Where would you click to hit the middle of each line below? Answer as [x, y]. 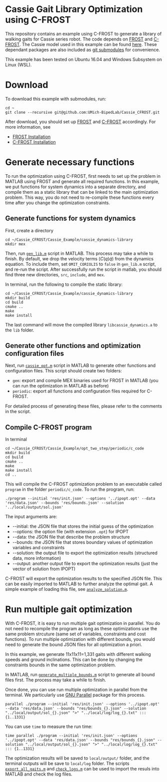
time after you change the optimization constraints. [58, 203]
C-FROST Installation [34, 142]
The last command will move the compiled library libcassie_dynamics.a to [81, 324]
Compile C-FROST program [48, 427]
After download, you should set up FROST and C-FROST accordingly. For [80, 122]
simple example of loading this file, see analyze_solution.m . [67, 589]
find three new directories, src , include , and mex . [55, 274]
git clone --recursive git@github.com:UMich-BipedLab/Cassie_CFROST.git [82, 112]
